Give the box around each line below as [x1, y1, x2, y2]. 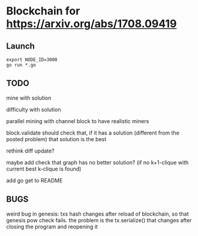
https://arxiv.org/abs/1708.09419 [6, 17, 177, 31]
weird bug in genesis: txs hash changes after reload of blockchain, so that [6, 210, 189, 217]
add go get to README [6, 177, 63, 184]
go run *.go [6, 62, 36, 68]
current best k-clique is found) [6, 165, 82, 172]
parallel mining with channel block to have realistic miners [6, 117, 149, 124]
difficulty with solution [6, 106, 61, 113]
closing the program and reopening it [6, 223, 98, 230]
